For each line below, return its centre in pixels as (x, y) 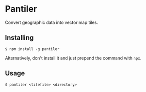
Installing (19, 38)
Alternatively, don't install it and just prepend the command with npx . (73, 58)
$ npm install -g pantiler (32, 49)
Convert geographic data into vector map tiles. (52, 22)
